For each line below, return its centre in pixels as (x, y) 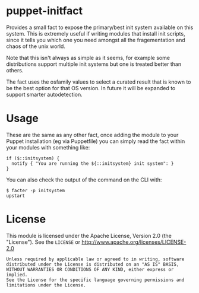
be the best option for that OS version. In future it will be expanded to (91, 88)
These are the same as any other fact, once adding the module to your (92, 135)
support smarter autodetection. (45, 94)
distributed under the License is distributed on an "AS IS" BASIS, (93, 264)
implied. (17, 275)
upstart (16, 196)
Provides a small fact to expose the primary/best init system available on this (100, 27)
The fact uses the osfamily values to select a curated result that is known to (99, 82)
